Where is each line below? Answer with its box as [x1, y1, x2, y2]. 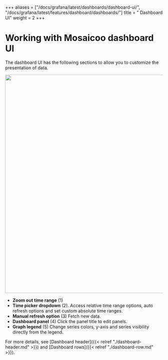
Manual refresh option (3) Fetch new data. [12, 313, 101, 319]
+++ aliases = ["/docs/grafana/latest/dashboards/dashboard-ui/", [5, 4, 140, 10]
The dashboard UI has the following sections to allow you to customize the [5, 59, 159, 65]
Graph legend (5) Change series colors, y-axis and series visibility [12, 324, 149, 330]
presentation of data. [5, 64, 48, 70]
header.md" [5, 344, 29, 350]
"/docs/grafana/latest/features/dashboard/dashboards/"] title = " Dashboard [5, 9, 163, 15]
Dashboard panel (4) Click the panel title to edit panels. [12, 318, 127, 324]
